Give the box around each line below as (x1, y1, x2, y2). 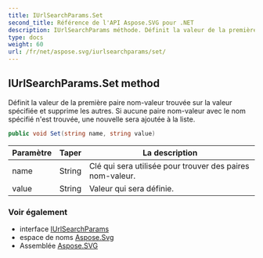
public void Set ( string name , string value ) (8, 129, 156, 137)
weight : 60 (8, 41, 44, 49)
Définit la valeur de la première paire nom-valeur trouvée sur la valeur (8, 97, 232, 107)
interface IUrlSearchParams (19, 224, 110, 234)
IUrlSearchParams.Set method (8, 77, 160, 90)
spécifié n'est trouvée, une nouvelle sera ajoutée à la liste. (8, 114, 196, 124)
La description (142, 147, 198, 158)
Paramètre (12, 147, 52, 158)
